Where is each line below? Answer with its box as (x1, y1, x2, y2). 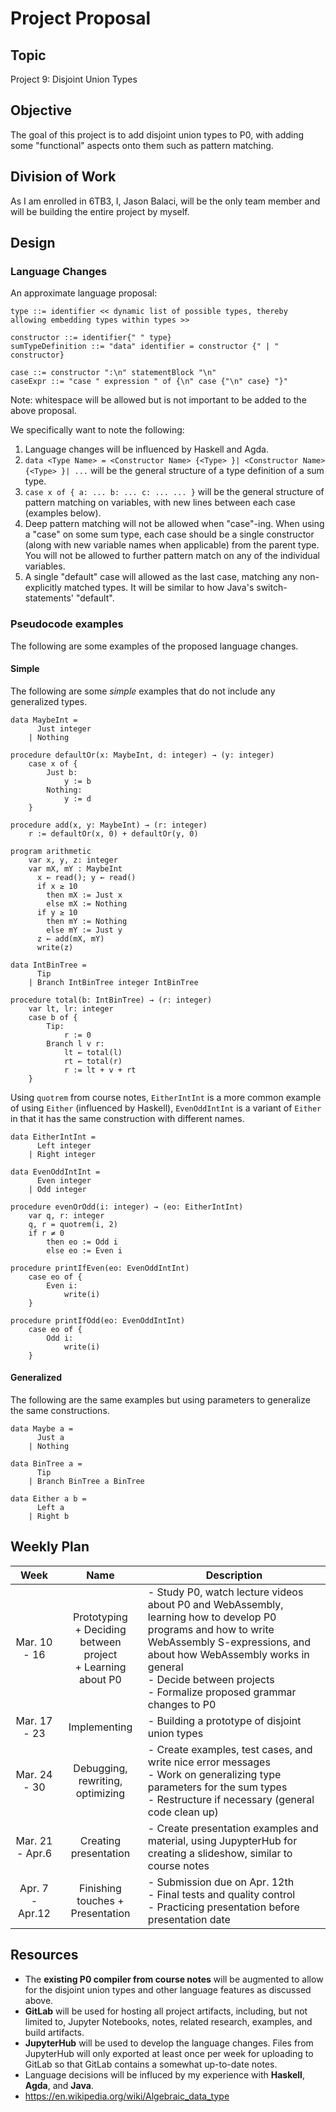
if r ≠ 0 (28, 1228, 65, 1238)
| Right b (28, 1512, 70, 1522)
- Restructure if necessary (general (147, 1792, 315, 1806)
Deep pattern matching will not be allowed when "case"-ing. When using (24, 518, 325, 530)
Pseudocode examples (10, 617, 124, 631)
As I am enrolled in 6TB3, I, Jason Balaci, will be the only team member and (10, 195, 321, 207)
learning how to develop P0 (147, 1610, 277, 1624)
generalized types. (10, 695, 88, 707)
